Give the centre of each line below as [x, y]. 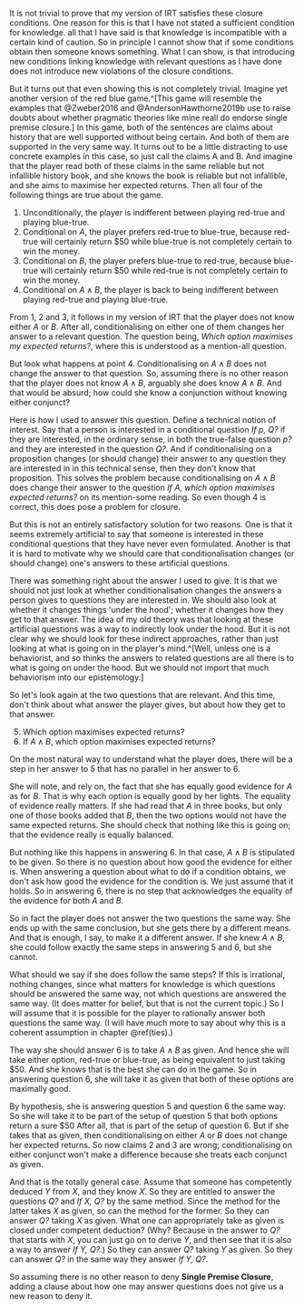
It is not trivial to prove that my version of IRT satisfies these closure [137, 13]
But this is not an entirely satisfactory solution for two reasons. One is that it [151, 525]
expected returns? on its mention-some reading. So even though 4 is [138, 497]
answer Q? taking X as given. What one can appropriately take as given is [147, 1220]
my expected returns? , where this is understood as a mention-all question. [148, 346]
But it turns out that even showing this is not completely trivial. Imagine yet [149, 89]
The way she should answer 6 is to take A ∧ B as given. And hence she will [149, 1050]
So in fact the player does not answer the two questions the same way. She [150, 918]
